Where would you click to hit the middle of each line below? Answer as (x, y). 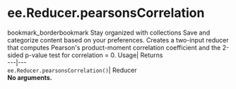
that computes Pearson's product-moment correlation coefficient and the (114, 47)
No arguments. (30, 77)
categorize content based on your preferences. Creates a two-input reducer (118, 40)
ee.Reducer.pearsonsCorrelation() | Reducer (72, 70)
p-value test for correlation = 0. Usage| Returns (94, 55)
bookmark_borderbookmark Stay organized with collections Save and (109, 32)
